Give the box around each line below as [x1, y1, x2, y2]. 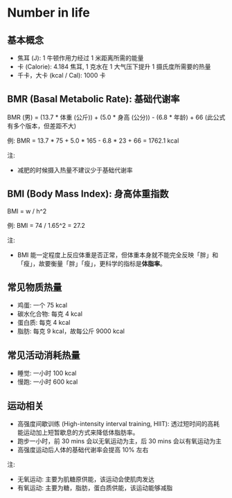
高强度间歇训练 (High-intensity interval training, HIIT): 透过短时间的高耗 [17, 420, 220, 428]
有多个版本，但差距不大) [7, 121, 77, 130]
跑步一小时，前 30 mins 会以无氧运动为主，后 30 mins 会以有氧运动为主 [17, 437, 222, 445]
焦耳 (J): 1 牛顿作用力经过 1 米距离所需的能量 [17, 54, 144, 62]
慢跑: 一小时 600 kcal [17, 377, 78, 386]
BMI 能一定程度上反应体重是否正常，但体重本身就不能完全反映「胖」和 [17, 251, 219, 259]
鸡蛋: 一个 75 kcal [17, 301, 68, 310]
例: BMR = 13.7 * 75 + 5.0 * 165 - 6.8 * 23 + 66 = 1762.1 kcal [7, 136, 179, 145]
